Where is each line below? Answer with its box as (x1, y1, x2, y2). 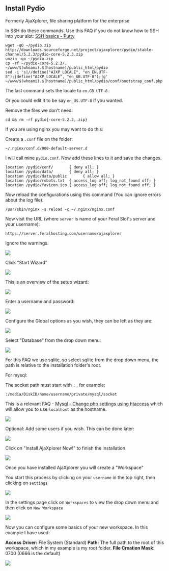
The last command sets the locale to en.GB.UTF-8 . (5, 87, 109, 93)
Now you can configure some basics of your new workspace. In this (5, 524, 148, 530)
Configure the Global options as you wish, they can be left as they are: (5, 317, 153, 324)
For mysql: (5, 372, 27, 378)
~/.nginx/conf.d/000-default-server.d (5, 145, 88, 151)
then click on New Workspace (5, 505, 64, 511)
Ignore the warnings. (5, 240, 49, 246)
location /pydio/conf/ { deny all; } (5, 164, 99, 170)
